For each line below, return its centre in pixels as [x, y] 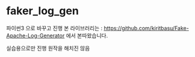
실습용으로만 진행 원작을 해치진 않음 [48, 48]
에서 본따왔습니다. [87, 35]
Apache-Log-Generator [36, 35]
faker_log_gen [43, 11]
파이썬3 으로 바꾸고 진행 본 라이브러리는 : [54, 28]
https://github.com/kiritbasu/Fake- [147, 28]
